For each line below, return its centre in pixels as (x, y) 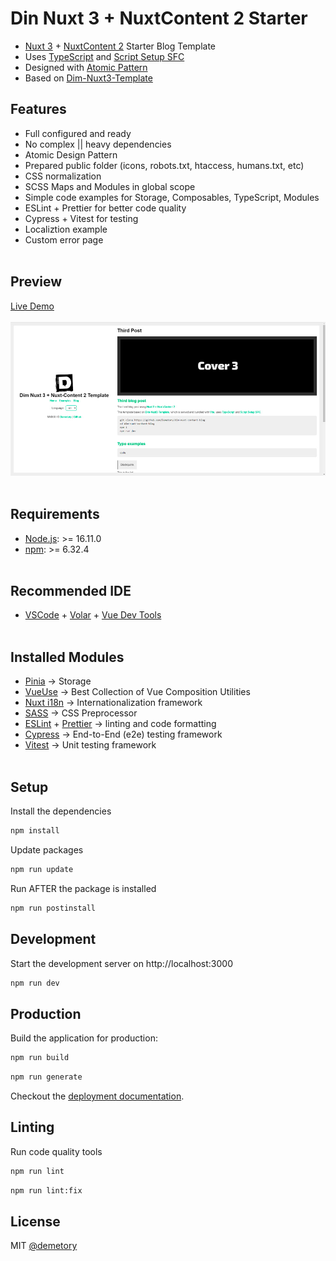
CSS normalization (63, 176)
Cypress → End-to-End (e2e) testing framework (123, 734)
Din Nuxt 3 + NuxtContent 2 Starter (159, 18)
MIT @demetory (44, 1246)
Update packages (47, 849)
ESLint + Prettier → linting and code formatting (120, 724)
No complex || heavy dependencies (98, 144)
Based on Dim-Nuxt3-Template (88, 78)
